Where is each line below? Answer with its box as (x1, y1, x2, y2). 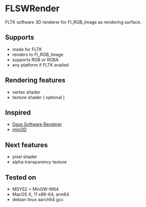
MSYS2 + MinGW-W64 (12, 186, 59, 192)
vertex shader (12, 89, 41, 95)
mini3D (12, 127, 27, 133)
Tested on (5, 173, 36, 182)
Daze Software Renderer (12, 121, 62, 127)
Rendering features (5, 76, 66, 85)
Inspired (5, 108, 31, 116)
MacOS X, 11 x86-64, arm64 (12, 191, 70, 197)
